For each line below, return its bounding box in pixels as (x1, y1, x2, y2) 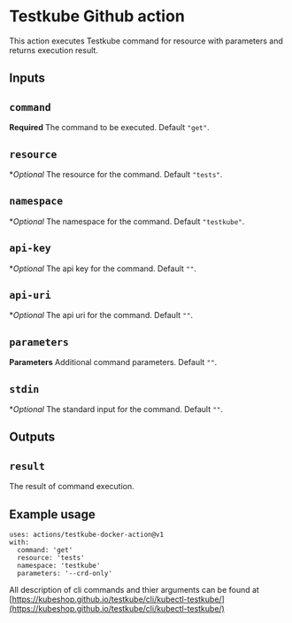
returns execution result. (9, 44, 99, 55)
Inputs (9, 71, 46, 86)
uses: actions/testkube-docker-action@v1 (9, 530, 165, 540)
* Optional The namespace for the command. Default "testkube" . (9, 215, 245, 227)
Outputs (9, 430, 56, 445)
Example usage (9, 507, 96, 522)
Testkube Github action (9, 6, 186, 27)
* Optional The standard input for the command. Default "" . (9, 404, 224, 415)
